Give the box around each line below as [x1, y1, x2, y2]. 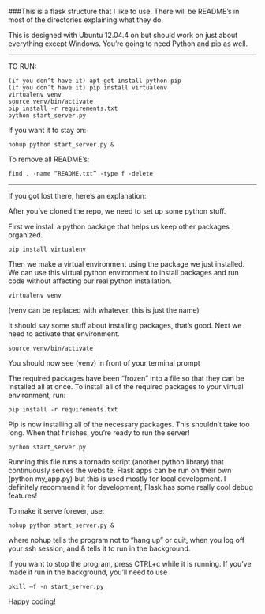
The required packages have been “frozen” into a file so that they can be [8, 373, 244, 383]
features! [8, 491, 38, 500]
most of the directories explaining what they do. [8, 15, 164, 25]
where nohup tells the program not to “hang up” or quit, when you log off [8, 536, 245, 544]
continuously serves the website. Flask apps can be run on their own [8, 466, 232, 475]
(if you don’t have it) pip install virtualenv [8, 84, 168, 92]
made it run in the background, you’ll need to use [8, 567, 168, 577]
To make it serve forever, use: [8, 506, 105, 515]
